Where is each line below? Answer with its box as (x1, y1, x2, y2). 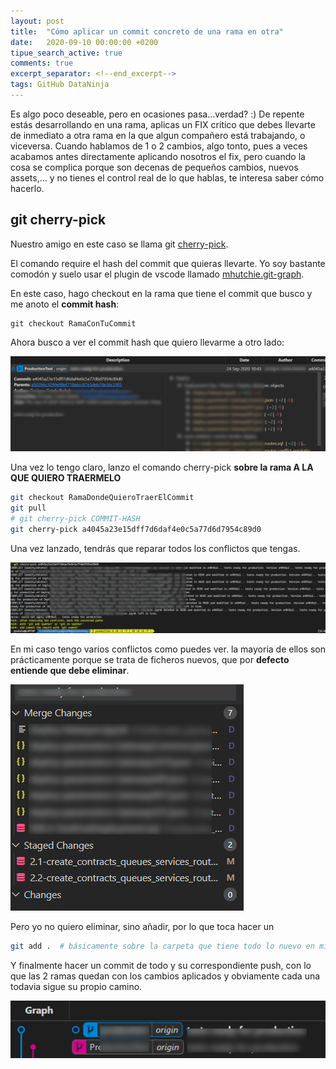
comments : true (10, 58, 74, 69)
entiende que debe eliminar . (10, 664, 130, 676)
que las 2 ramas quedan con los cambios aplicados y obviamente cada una (10, 970, 321, 982)
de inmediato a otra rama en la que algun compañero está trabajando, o (10, 129, 306, 141)
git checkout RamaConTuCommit (10, 318, 137, 329)
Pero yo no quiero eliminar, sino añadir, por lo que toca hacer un (10, 920, 275, 932)
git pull (10, 503, 47, 514)
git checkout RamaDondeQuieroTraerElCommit (10, 493, 195, 503)
